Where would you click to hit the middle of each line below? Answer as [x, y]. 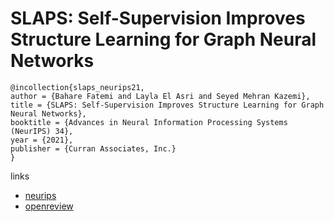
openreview [49, 206]
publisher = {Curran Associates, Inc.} [93, 148]
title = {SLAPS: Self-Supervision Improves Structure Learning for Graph [167, 105]
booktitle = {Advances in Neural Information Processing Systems [149, 122]
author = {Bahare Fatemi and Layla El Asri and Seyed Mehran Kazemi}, [160, 96]
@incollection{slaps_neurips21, [77, 87]
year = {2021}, [42, 140]
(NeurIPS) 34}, [42, 131]
